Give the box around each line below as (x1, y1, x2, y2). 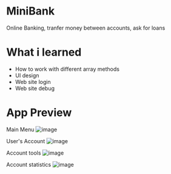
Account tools (6, 149, 41, 156)
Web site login (15, 78, 51, 85)
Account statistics (6, 161, 52, 168)
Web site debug (15, 85, 55, 92)
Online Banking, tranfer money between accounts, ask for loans (6, 24, 166, 31)
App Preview (6, 106, 72, 120)
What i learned (6, 45, 82, 59)
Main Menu (6, 126, 35, 133)
